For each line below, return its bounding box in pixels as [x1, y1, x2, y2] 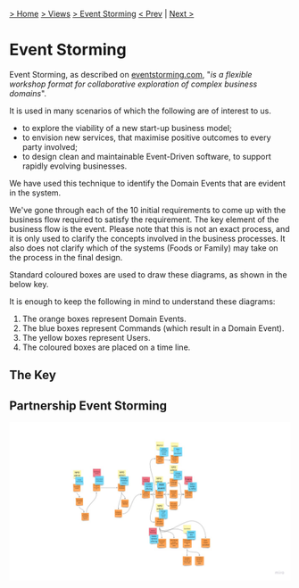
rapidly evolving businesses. [21, 161, 128, 171]
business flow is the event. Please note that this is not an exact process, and [9, 223, 290, 234]
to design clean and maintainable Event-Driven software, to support [21, 151, 272, 161]
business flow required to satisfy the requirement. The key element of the [9, 214, 279, 225]
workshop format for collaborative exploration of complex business [9, 79, 258, 89]
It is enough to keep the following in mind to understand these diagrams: [9, 295, 276, 307]
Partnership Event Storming [9, 398, 168, 413]
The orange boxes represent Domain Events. [21, 313, 187, 324]
